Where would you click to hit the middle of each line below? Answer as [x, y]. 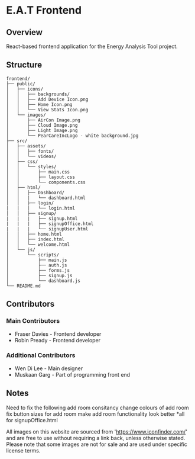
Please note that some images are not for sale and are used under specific [97, 444]
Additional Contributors [41, 355]
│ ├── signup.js [39, 275]
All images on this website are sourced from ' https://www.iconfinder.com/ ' [97, 431]
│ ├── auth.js [37, 265]
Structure [24, 65]
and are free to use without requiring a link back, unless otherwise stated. [96, 438]
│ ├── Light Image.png [42, 130]
